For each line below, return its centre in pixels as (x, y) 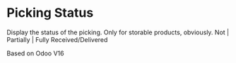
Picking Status (50, 13)
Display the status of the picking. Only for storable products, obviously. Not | (118, 32)
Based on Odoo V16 (35, 53)
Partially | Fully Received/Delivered (57, 39)
